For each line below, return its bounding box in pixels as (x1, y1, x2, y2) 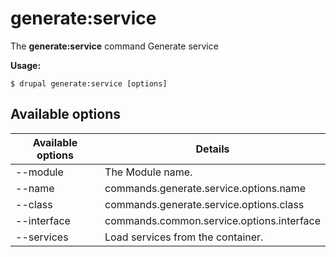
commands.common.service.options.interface (104, 213, 321, 227)
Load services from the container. (104, 230, 264, 244)
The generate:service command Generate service (10, 40, 219, 52)
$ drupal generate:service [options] (10, 78, 168, 89)
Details (195, 142, 230, 156)
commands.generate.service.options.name (104, 181, 307, 195)
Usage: (10, 59, 42, 71)
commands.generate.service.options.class (104, 197, 305, 211)
